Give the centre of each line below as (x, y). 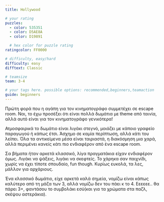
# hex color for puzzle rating (41, 45)
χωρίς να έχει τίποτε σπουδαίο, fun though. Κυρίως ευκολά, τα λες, (74, 164)
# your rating (20, 18)
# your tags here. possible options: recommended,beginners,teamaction (80, 90)
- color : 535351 (26, 27)
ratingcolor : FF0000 (26, 50)
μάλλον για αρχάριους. (29, 169)
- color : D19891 (26, 37)
